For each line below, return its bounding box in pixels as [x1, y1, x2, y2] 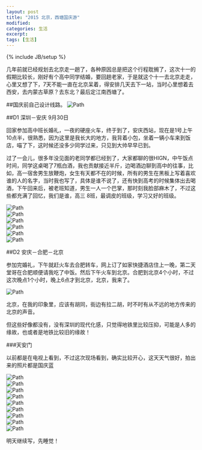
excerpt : [6, 31, 28, 37]
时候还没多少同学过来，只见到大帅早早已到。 [43, 142, 154, 149]
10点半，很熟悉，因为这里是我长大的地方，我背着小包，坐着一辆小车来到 [6, 134, 186, 141]
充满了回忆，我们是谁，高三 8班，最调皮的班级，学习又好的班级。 [16, 192, 180, 199]
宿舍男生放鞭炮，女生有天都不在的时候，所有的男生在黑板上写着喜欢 [26, 170, 196, 176]
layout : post [6, 8, 39, 15]
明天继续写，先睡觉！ [6, 437, 59, 444]
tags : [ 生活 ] [6, 37, 37, 43]
